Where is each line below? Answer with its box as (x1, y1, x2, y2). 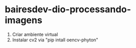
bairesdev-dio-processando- (5, 4, 131, 15)
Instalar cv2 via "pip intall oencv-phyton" (12, 37, 98, 43)
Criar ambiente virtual (12, 31, 58, 37)
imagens (5, 14, 42, 26)
